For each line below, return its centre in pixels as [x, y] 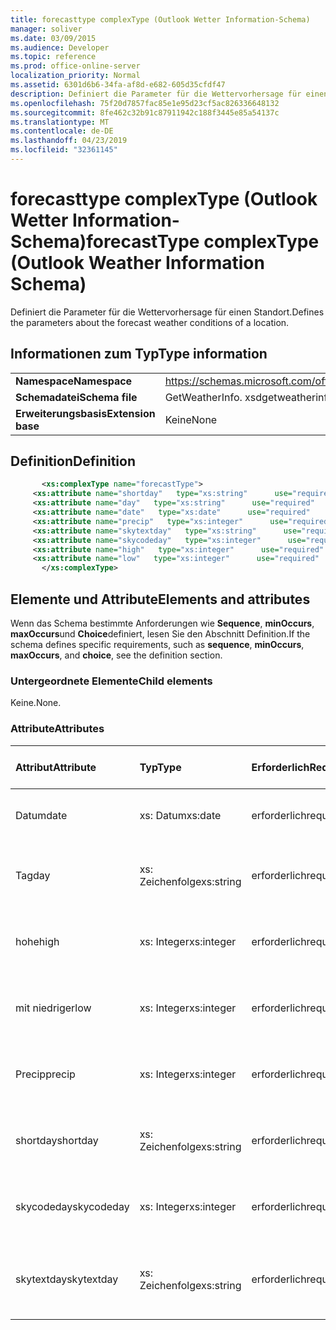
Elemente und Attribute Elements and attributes [160, 599]
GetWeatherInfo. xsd [213, 397]
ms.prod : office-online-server [75, 66]
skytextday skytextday [67, 1279]
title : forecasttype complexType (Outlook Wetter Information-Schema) [160, 19]
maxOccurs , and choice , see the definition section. [116, 655]
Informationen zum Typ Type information [139, 354]
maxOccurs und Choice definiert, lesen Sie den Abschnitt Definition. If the [160, 634]
